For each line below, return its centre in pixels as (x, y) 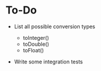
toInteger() (36, 38)
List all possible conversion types (55, 26)
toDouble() (36, 44)
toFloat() (33, 50)
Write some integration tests (48, 62)
